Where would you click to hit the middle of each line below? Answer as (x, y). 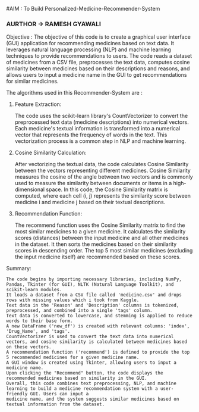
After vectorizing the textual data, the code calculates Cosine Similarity (102, 164)
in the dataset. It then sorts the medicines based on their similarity (96, 244)
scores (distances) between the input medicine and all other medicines (102, 238)
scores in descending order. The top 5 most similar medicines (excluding (104, 251)
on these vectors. (29, 347)
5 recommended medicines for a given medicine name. (73, 358)
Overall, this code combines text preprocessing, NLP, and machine (91, 383)
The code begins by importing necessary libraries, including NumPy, (94, 279)
